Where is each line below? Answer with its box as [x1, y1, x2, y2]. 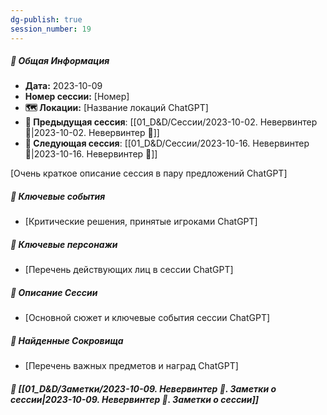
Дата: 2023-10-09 [24, 80, 103, 92]
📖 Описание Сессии [10, 287, 98, 298]
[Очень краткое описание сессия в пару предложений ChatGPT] [10, 167, 288, 180]
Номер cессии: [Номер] [24, 91, 130, 103]
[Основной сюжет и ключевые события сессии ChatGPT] [24, 312, 271, 324]
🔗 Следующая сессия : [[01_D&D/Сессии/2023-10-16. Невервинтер [24, 137, 310, 150]
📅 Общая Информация [10, 55, 110, 67]
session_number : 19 [10, 24, 92, 34]
